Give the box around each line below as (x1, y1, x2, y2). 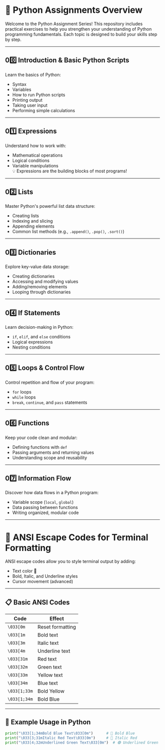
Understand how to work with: (5, 143, 66, 149)
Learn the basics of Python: (5, 72, 61, 78)
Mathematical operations (12, 152, 63, 158)
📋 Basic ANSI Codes (5, 598, 70, 606)
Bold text (37, 632, 58, 638)
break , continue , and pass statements (12, 399, 87, 405)
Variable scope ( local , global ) (12, 499, 74, 505)
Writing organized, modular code (12, 510, 79, 515)
